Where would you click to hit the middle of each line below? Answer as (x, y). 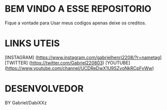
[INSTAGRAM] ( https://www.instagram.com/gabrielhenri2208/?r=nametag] (83, 57)
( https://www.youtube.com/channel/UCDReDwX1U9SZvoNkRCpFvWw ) (79, 68)
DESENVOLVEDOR (44, 89)
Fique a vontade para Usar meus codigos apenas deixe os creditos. (75, 23)
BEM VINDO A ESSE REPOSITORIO (78, 9)
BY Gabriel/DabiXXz (26, 102)
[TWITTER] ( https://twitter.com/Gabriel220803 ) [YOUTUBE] (67, 63)
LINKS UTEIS (32, 43)
